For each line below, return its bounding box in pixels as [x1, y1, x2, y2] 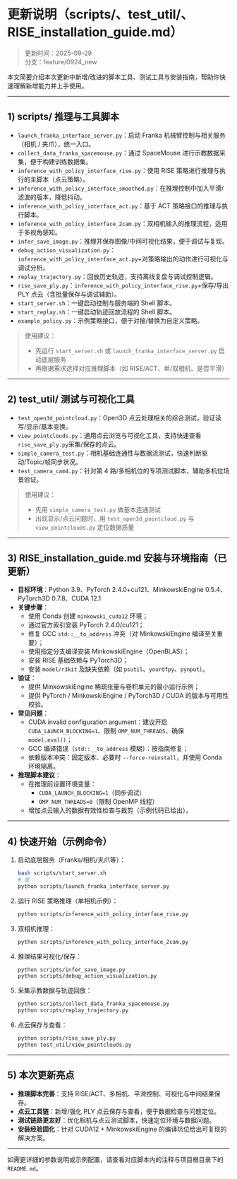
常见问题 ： [17, 709, 49, 718]
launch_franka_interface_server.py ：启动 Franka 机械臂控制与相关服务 [17, 131, 226, 139]
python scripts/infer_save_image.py [17, 966, 126, 973]
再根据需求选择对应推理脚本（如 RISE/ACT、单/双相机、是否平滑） [35, 364, 228, 372]
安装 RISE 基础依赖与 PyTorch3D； [28, 656, 129, 665]
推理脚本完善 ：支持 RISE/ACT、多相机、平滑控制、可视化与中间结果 [17, 1089, 215, 1098]
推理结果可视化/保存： [17, 952, 83, 961]
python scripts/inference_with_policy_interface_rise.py [17, 911, 189, 918]
